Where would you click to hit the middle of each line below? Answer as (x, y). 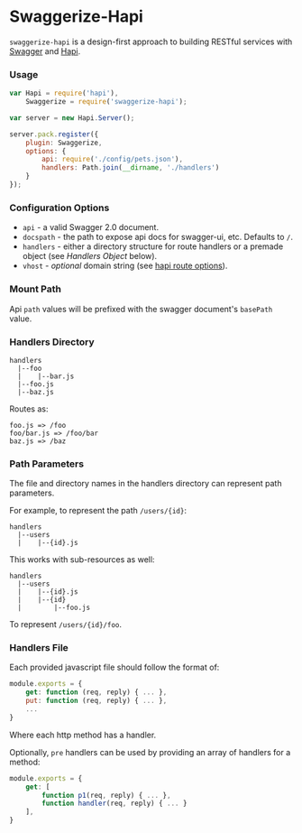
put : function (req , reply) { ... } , (96, 701)
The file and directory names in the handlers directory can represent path (146, 484)
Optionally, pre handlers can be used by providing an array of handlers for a (150, 752)
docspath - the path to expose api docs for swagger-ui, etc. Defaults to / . (158, 237)
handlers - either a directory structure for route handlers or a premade (153, 246)
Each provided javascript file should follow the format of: (114, 667)
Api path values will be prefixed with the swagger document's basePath (141, 309)
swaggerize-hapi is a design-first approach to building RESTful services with (151, 42)
